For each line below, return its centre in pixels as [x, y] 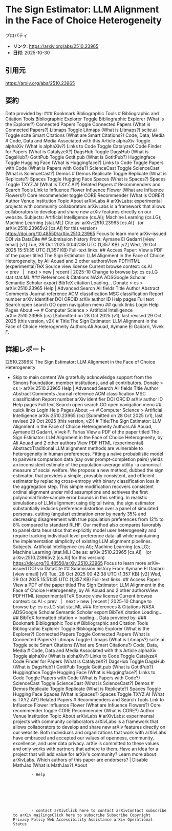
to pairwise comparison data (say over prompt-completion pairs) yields [88, 459]
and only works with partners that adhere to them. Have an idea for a [85, 749]
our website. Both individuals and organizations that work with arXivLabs [89, 733]
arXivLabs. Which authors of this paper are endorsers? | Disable [80, 760]
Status [20, 824]
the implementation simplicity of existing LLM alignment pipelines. [82, 541]
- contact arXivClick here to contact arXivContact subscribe [99, 811]
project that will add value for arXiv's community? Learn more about [84, 754]
